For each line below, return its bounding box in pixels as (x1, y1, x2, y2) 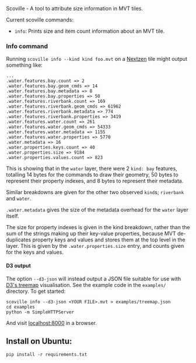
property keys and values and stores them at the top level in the (32, 236, 185, 243)
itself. (6, 213, 19, 220)
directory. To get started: (6, 288, 66, 295)
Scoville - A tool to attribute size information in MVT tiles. (6, 5, 143, 12)
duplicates (6, 236, 32, 243)
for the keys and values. (6, 248, 64, 256)
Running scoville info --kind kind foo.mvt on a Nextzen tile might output (6, 56, 188, 63)
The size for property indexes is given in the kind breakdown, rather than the (6, 224, 190, 231)
